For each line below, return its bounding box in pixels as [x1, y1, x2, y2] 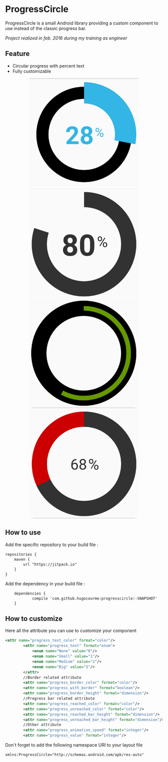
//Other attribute [23, 722, 61, 727]
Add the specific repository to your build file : [5, 541, 98, 547]
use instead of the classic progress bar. [5, 25, 86, 31]
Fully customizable [12, 68, 51, 74]
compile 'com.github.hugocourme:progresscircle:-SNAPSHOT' [31, 596, 157, 601]
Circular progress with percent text [12, 62, 84, 68]
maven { [14, 556, 30, 562]
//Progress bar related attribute [23, 696, 95, 701]
